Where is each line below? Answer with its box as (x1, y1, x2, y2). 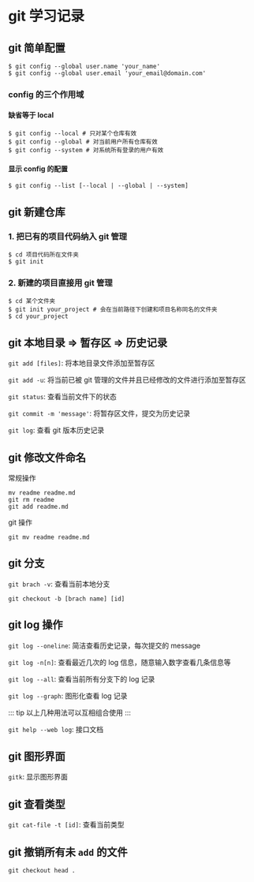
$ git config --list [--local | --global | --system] (8, 182, 189, 190)
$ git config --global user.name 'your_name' (8, 62, 160, 70)
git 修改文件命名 (8, 450, 87, 464)
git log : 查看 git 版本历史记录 (8, 425, 105, 435)
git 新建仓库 (8, 205, 65, 219)
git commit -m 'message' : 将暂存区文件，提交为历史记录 (8, 409, 191, 418)
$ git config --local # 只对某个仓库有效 (8, 129, 136, 138)
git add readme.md (8, 503, 69, 510)
